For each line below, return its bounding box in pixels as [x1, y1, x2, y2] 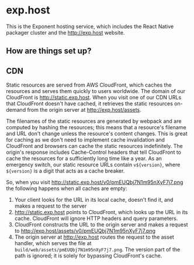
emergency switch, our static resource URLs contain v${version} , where [6, 161, 181, 168]
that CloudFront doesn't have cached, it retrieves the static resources [6, 100, 174, 107]
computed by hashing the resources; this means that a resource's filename [6, 124, 186, 131]
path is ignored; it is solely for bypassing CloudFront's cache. [14, 252, 162, 259]
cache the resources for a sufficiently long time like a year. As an [6, 155, 162, 162]
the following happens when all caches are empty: [6, 185, 127, 192]
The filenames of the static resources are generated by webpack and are [6, 118, 182, 125]
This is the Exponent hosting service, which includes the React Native [6, 23, 174, 30]
